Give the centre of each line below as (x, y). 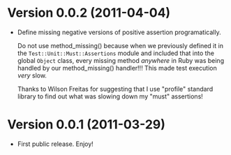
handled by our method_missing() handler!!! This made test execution (117, 68)
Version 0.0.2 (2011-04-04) (89, 13)
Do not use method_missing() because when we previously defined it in (120, 45)
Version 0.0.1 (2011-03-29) (87, 125)
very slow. (32, 75)
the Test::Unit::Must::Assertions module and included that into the (116, 53)
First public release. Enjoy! (55, 144)
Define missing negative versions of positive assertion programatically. (119, 32)
